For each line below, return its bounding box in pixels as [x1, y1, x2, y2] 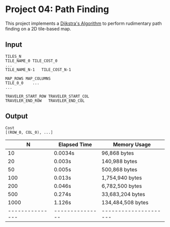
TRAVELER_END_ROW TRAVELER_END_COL [5, 98, 85, 103]
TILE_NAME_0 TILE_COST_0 [5, 58, 58, 63]
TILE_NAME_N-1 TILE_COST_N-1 [5, 67, 71, 72]
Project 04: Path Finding [5, 4, 109, 15]
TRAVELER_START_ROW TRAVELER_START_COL [5, 94, 90, 99]
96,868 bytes [101, 149, 134, 157]
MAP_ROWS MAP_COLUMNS [5, 76, 51, 81]
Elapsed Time [58, 141, 92, 148]
